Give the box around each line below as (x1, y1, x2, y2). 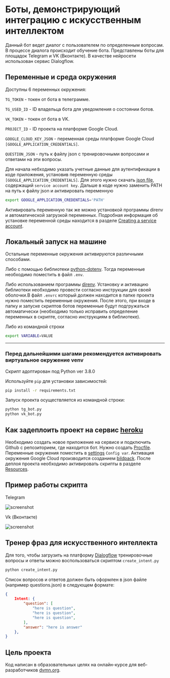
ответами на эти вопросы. (5, 156, 62, 162)
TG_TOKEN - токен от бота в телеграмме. (5, 96, 90, 102)
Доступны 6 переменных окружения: (5, 86, 87, 92)
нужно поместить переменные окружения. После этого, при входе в (5, 298, 155, 304)
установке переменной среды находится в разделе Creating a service (5, 217, 157, 223)
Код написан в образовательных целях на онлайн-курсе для (5, 662, 137, 668)
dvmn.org (39, 667, 60, 673)
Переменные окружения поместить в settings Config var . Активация (5, 450, 154, 456)
